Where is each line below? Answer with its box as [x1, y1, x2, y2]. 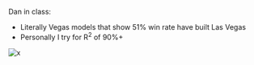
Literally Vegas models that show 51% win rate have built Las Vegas [19, 22, 247, 31]
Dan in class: [8, 7, 51, 16]
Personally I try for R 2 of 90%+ [19, 31, 124, 42]
